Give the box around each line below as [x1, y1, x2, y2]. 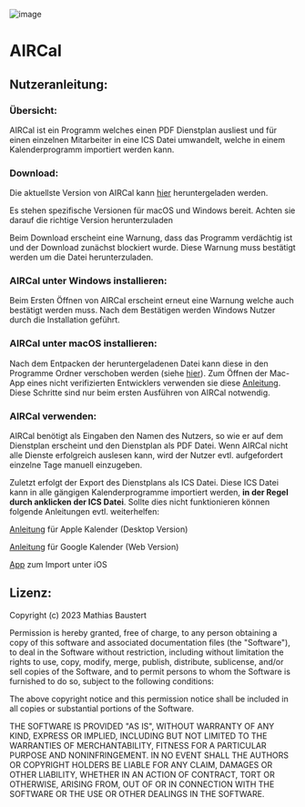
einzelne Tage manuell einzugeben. [9, 460, 143, 471]
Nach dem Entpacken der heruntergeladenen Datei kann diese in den [9, 358, 269, 369]
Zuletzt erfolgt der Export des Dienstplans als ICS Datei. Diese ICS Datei [9, 477, 280, 488]
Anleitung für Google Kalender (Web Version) [9, 542, 179, 553]
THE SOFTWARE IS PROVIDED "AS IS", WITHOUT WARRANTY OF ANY [9, 720, 275, 731]
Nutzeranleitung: [9, 77, 108, 92]
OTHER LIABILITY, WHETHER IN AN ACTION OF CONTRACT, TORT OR [9, 769, 275, 780]
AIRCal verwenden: [9, 410, 97, 423]
